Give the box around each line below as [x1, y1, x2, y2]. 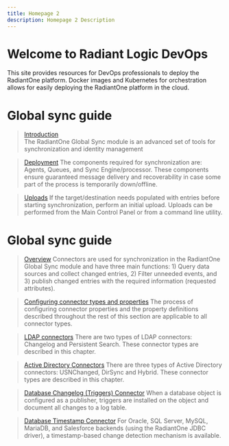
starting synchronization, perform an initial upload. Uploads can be [23, 201, 213, 209]
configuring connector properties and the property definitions [23, 305, 199, 313]
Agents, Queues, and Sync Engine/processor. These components [23, 166, 209, 174]
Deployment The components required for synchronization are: [23, 158, 202, 167]
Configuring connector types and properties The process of [23, 297, 193, 306]
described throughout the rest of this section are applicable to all [23, 312, 208, 321]
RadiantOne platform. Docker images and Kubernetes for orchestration [7, 76, 207, 85]
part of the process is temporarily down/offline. [23, 180, 158, 189]
